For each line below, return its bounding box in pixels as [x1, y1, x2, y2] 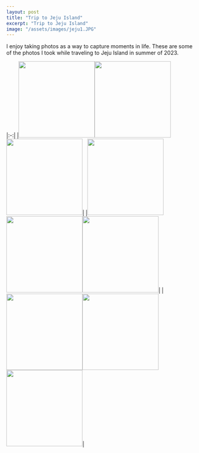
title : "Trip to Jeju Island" [6, 15, 83, 21]
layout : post [6, 9, 40, 15]
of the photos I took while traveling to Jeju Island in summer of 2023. [6, 49, 179, 57]
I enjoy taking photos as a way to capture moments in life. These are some [6, 43, 193, 50]
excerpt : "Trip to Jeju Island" [6, 20, 88, 26]
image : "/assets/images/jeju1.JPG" [6, 26, 97, 32]
